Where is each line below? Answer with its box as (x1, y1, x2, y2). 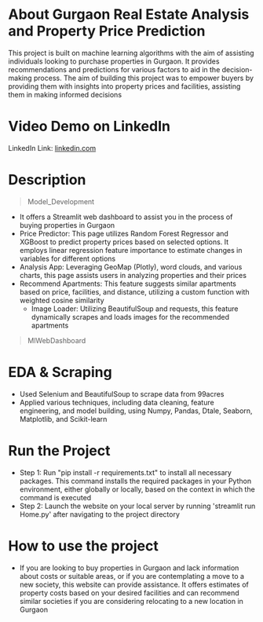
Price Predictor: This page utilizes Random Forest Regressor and (19, 229, 229, 238)
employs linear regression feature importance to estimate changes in (19, 245, 243, 254)
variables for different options (19, 254, 116, 263)
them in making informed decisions (8, 90, 122, 99)
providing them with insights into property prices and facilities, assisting (8, 81, 241, 91)
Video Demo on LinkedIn (8, 118, 171, 135)
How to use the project (8, 536, 159, 554)
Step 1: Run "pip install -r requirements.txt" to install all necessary (19, 467, 232, 477)
